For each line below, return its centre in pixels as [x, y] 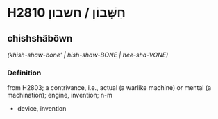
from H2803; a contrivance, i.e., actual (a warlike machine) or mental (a [109, 88]
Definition [24, 73]
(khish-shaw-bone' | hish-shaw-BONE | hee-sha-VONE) [88, 55]
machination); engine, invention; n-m [60, 95]
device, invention [42, 109]
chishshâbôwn [40, 38]
